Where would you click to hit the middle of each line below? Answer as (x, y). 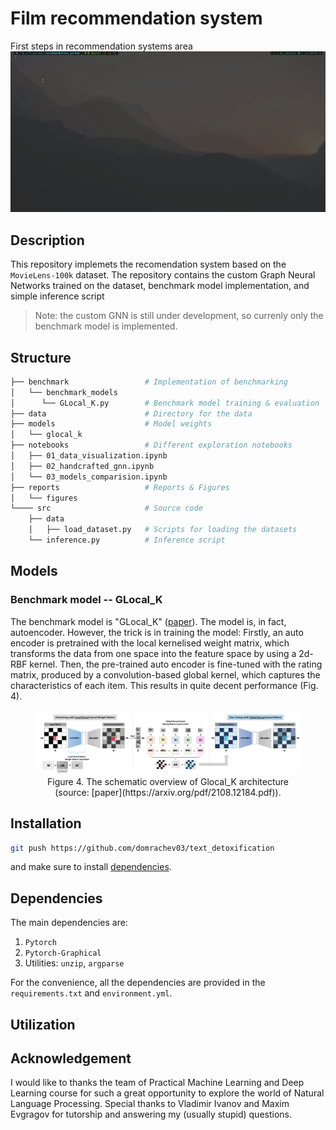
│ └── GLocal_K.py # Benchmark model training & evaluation (165, 403)
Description (47, 240)
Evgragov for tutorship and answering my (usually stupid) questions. (151, 1114)
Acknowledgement (71, 1058)
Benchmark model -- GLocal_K (86, 600)
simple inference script (57, 296)
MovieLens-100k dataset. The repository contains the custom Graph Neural (163, 275)
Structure (41, 357)
